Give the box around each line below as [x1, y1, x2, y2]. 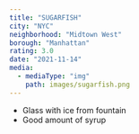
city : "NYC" [9, 22, 54, 31]
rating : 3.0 [9, 47, 54, 56]
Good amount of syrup [22, 114, 107, 125]
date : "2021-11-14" [9, 55, 83, 64]
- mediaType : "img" [17, 72, 91, 81]
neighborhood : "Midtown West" [9, 30, 123, 39]
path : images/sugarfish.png [25, 80, 130, 89]
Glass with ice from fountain [22, 104, 127, 115]
